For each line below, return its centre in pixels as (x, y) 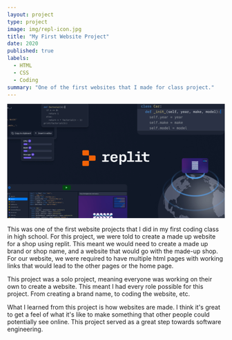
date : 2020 (23, 44)
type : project (28, 22)
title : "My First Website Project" (58, 37)
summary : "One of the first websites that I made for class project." (111, 87)
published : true (30, 51)
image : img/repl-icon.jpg (44, 29)
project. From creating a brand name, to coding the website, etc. (99, 294)
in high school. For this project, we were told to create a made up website (112, 236)
